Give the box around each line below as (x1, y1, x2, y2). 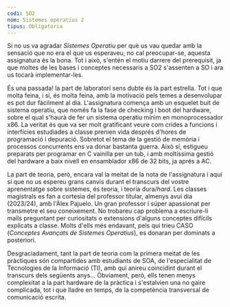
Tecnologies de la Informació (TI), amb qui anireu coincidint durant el (7, 264, 203, 272)
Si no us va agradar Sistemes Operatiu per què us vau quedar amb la (7, 42, 203, 50)
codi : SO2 (7, 10, 36, 17)
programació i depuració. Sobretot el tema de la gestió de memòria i (7, 135, 200, 144)
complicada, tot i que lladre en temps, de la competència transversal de (7, 286, 209, 294)
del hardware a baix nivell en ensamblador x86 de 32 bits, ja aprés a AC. (7, 157, 211, 166)
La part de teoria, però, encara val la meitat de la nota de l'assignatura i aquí (7, 170, 222, 179)
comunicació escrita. (7, 293, 67, 302)
